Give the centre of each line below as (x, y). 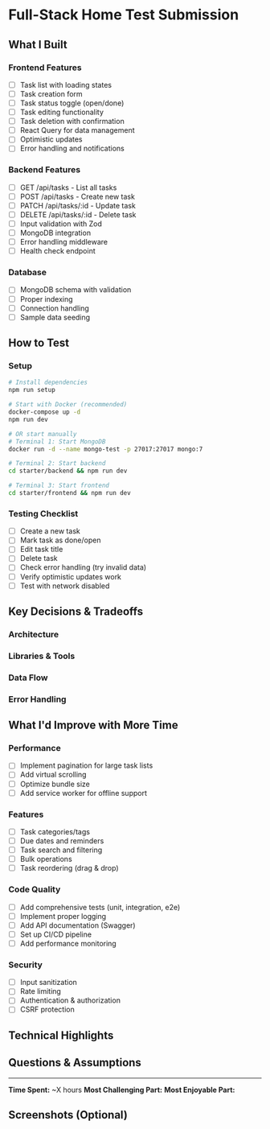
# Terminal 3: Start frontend (59, 486)
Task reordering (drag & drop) (69, 868)
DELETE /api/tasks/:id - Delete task (78, 214)
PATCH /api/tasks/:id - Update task (78, 205)
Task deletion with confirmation (72, 122)
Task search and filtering (61, 850)
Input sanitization (49, 983)
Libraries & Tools (42, 656)
